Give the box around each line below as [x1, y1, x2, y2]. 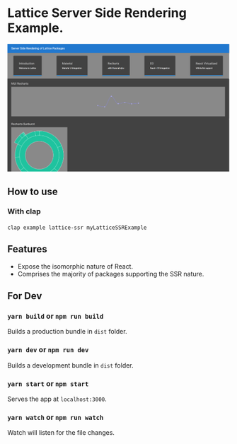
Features [7, 243, 47, 255]
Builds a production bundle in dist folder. [7, 327, 127, 336]
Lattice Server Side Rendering [7, 5, 187, 21]
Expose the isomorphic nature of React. [17, 262, 133, 270]
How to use [7, 185, 58, 197]
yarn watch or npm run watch [7, 412, 104, 422]
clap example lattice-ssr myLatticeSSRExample [7, 224, 147, 231]
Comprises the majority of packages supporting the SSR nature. [17, 269, 204, 278]
